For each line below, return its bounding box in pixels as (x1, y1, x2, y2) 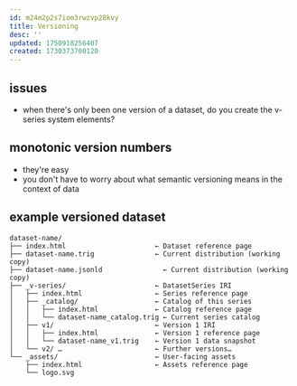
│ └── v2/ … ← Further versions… (9, 344, 232, 353)
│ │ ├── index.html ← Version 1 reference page (9, 328, 260, 337)
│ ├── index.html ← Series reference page (9, 288, 248, 298)
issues (9, 80, 48, 96)
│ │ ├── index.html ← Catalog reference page (9, 305, 253, 314)
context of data (22, 183, 79, 194)
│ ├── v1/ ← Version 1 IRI (9, 320, 217, 330)
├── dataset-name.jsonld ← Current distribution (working (9, 265, 289, 274)
